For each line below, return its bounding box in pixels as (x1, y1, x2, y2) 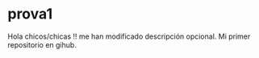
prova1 (7, 5, 53, 23)
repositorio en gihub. (7, 39, 77, 49)
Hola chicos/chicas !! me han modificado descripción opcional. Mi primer (7, 31, 251, 41)
